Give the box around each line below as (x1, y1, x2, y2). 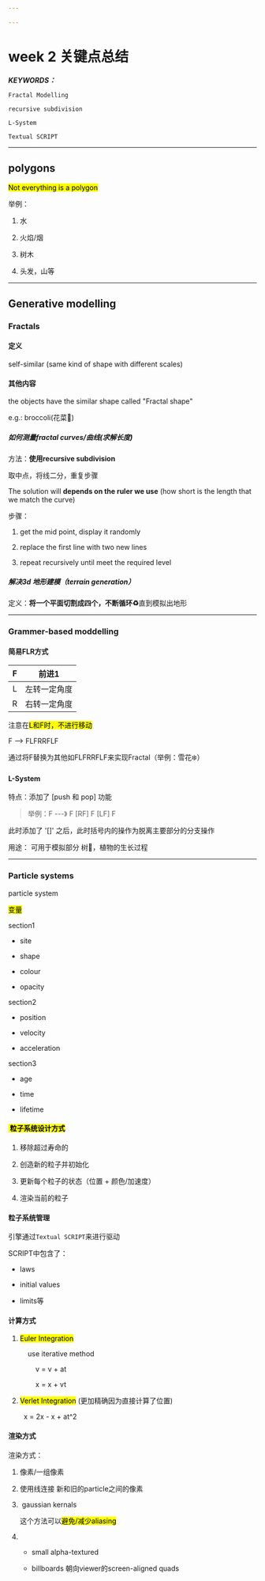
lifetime (19, 1105, 44, 1114)
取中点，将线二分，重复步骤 (8, 471, 99, 480)
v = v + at (35, 1364, 67, 1374)
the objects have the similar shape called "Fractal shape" (8, 396, 193, 406)
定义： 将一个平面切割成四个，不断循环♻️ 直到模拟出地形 (8, 598, 188, 608)
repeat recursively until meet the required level (19, 558, 172, 567)
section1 (8, 920, 35, 930)
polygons (8, 161, 56, 175)
